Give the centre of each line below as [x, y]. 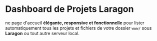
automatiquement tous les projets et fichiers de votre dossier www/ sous [78, 28]
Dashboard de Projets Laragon [69, 9]
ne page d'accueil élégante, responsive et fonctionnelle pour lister [75, 23]
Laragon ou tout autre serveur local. [42, 33]
